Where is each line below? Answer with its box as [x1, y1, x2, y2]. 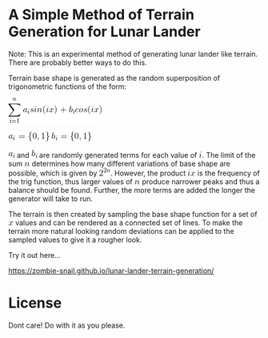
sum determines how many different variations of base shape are [8, 159, 230, 168]
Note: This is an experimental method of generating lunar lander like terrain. [8, 49, 258, 58]
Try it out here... [8, 250, 62, 260]
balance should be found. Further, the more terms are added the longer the [8, 185, 256, 195]
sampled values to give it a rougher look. [8, 235, 142, 244]
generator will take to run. [8, 194, 94, 203]
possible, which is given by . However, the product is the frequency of [8, 168, 260, 178]
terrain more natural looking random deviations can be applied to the [8, 226, 234, 235]
